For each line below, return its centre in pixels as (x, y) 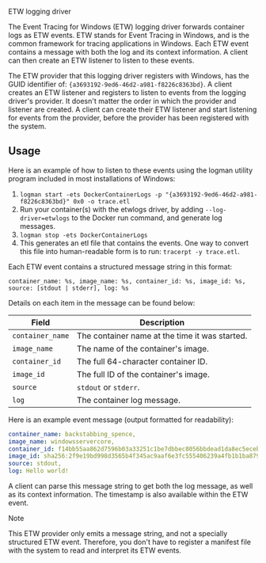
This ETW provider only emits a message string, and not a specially (118, 534)
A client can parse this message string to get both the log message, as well (131, 486)
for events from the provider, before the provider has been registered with (129, 118)
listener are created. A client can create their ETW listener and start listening (133, 109)
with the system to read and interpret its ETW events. (95, 550)
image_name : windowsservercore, (61, 441)
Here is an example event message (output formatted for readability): (121, 420)
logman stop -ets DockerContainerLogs (84, 235)
